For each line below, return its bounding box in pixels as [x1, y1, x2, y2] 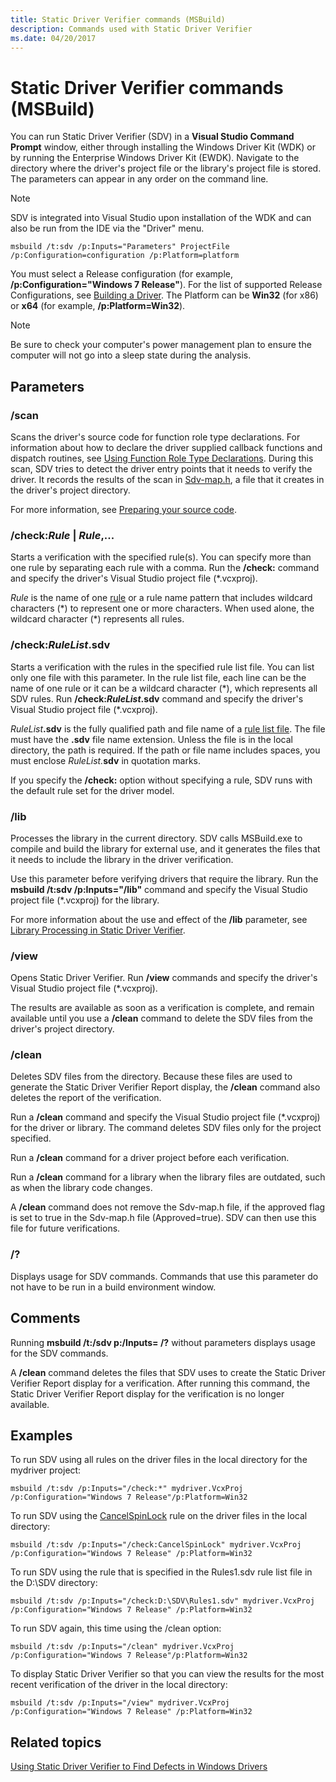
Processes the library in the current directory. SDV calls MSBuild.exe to [10, 832, 303, 844]
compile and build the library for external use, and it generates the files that [10, 842, 321, 855]
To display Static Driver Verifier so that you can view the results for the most [10, 1668, 325, 1680]
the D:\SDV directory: [10, 1577, 98, 1589]
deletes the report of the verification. [10, 1092, 162, 1104]
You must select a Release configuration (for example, [10, 268, 233, 280]
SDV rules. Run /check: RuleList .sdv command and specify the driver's [10, 692, 304, 705]
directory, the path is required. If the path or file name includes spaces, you [10, 744, 321, 756]
